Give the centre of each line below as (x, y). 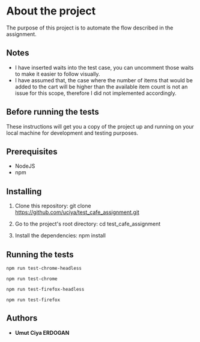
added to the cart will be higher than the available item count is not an (101, 87)
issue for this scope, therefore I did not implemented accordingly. (96, 93)
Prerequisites (32, 151)
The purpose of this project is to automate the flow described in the (90, 28)
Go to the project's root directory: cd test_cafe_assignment (88, 224)
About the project (51, 11)
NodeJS (25, 166)
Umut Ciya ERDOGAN (42, 332)
